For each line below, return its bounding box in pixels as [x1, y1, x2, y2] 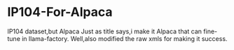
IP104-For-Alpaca [7, 4, 113, 20]
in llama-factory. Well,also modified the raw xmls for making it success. [22, 34, 228, 42]
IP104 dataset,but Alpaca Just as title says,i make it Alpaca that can [7, 27, 202, 35]
